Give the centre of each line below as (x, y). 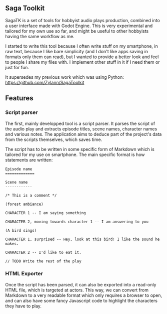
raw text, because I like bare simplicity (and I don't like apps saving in (77, 51)
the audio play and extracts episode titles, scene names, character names (81, 129)
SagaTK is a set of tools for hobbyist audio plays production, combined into (82, 20)
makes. (12, 244)
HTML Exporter (24, 274)
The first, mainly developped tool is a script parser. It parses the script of (80, 123)
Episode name (19, 169)
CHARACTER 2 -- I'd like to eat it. (43, 252)
